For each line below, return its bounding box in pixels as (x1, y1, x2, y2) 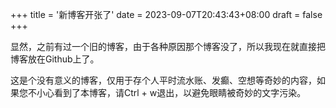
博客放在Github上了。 (10, 53, 100, 65)
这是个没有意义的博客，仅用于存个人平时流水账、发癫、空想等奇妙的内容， (10, 74, 317, 86)
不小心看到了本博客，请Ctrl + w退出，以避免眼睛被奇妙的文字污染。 (27, 87, 307, 98)
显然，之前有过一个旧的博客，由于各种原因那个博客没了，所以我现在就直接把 (10, 41, 326, 52)
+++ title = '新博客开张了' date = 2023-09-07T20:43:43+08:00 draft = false (10, 9, 323, 20)
